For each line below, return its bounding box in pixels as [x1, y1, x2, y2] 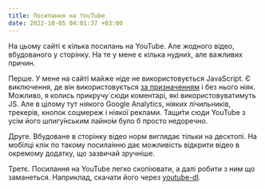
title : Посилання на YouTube [8, 11, 105, 20]
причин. [8, 57, 36, 68]
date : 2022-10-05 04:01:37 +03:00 [8, 19, 124, 27]
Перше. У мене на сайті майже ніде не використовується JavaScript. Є [8, 73, 251, 83]
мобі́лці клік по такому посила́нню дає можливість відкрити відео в [8, 140, 240, 149]
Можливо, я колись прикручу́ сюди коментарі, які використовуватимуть [8, 90, 257, 100]
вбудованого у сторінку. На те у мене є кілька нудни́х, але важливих [8, 49, 243, 59]
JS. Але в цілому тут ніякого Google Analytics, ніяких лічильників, [8, 99, 231, 109]
